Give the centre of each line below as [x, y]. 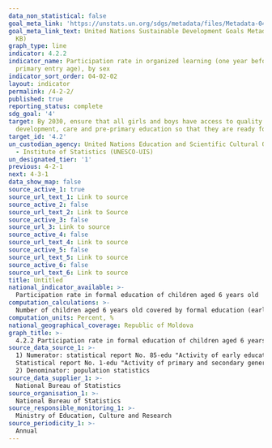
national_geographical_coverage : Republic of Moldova [101, 325]
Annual [27, 431]
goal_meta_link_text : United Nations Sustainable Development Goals [126, 31]
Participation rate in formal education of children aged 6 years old [137, 295]
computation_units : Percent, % [61, 317]
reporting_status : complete [56, 106]
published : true [36, 99]
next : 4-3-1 [28, 174]
